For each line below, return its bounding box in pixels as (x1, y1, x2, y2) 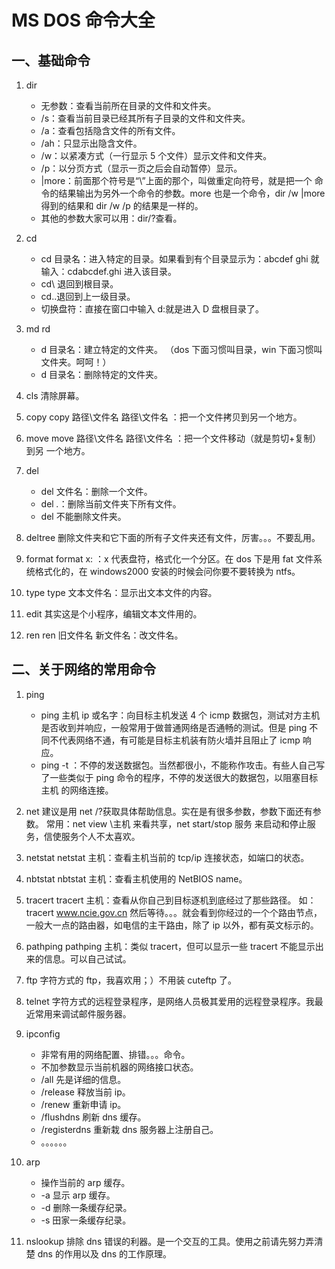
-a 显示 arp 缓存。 (40, 1189, 116, 1201)
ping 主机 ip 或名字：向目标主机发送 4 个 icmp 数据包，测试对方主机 (40, 709, 321, 721)
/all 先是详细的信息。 (40, 1073, 127, 1085)
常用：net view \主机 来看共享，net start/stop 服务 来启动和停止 (45, 817, 308, 830)
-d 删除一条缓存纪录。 (40, 1201, 133, 1213)
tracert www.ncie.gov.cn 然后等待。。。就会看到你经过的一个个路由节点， (25, 906, 323, 918)
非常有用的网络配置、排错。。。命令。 (40, 1048, 191, 1060)
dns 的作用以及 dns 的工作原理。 (37, 1247, 173, 1260)
